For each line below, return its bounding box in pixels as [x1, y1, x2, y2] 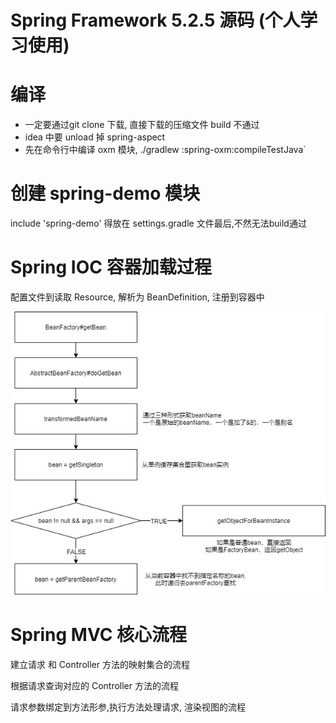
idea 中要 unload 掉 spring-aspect [24, 131, 166, 143]
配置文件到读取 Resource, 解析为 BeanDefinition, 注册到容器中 [10, 291, 265, 303]
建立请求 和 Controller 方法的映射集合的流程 [10, 658, 190, 670]
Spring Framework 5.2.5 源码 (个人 [10, 9, 301, 32]
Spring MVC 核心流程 [10, 623, 188, 646]
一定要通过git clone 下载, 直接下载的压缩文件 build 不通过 [24, 119, 260, 131]
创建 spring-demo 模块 [10, 182, 200, 205]
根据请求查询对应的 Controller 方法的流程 [10, 679, 179, 691]
